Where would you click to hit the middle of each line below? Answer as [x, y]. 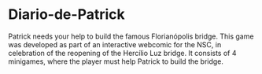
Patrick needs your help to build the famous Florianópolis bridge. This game [131, 36]
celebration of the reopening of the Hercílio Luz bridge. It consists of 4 [122, 53]
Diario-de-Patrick [67, 15]
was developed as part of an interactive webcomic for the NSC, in [115, 44]
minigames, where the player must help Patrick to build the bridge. [116, 61]
